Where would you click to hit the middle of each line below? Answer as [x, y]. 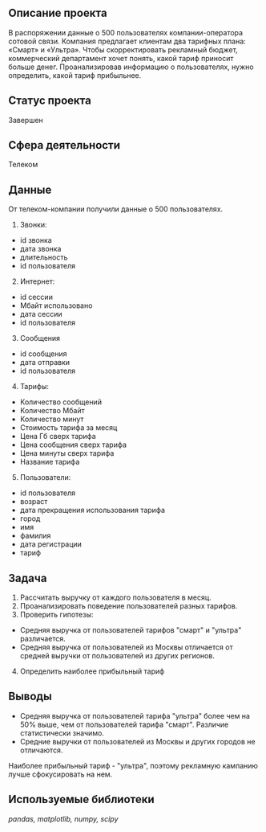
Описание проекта [58, 13]
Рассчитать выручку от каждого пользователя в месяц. [116, 597]
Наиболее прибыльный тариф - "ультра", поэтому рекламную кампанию [133, 765]
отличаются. [41, 750]
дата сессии [41, 314]
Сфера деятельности [64, 145]
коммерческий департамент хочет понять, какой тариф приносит [121, 58]
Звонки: [33, 225]
